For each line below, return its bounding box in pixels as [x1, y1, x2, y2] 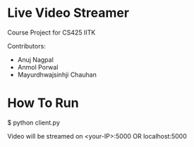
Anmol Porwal [17, 63, 59, 71]
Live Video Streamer [7, 5, 129, 21]
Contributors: [7, 41, 46, 50]
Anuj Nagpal [17, 55, 54, 64]
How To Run [7, 95, 79, 111]
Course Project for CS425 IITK [7, 28, 96, 37]
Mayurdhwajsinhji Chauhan [17, 70, 97, 79]
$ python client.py [7, 118, 60, 127]
